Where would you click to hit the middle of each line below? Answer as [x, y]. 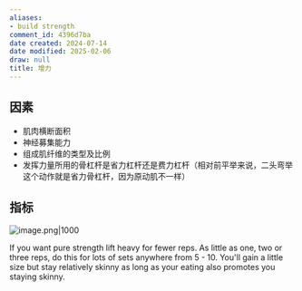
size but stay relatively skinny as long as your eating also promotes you [142, 267]
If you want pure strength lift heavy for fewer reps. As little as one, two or [146, 247]
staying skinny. [37, 276]
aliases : [26, 18]
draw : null [30, 60]
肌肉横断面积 [46, 131]
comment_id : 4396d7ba [50, 34]
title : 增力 [30, 69]
